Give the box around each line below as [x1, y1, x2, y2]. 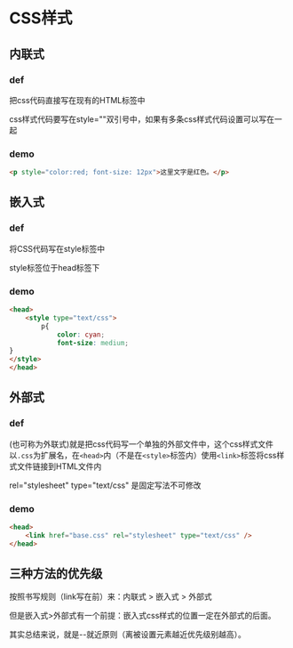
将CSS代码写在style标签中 [9, 243, 105, 254]
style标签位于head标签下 [9, 262, 100, 272]
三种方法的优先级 [9, 566, 103, 581]
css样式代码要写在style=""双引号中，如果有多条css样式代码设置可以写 [9, 113, 267, 125]
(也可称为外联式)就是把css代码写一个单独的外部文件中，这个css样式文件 [9, 438, 273, 450]
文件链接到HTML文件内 [16, 460, 102, 472]
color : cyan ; [56, 330, 105, 339]
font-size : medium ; [56, 338, 129, 347]
